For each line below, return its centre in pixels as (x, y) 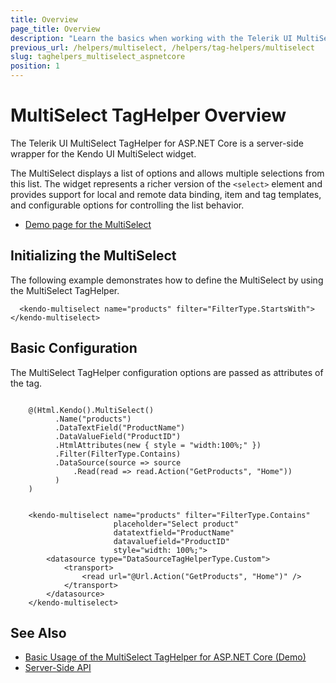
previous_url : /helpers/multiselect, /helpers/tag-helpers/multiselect (162, 47)
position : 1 (35, 66)
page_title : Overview (55, 29)
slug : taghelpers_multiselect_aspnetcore (98, 57)
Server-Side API (58, 668)
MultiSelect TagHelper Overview (148, 115)
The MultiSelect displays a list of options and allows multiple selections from (167, 173)
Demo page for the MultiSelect (88, 224)
